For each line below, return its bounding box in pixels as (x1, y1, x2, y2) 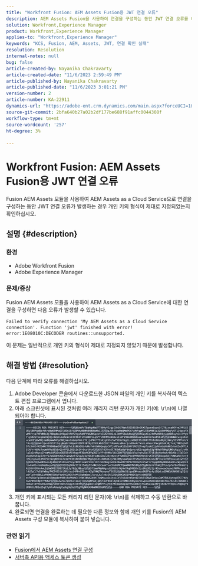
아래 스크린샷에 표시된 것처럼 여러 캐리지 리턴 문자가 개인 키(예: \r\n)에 (14, 405, 177, 412)
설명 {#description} (6, 229, 78, 239)
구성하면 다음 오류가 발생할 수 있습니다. (16, 306, 107, 313)
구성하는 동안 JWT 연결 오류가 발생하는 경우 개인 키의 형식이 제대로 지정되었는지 (6, 203, 190, 210)
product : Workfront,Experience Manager (6, 28, 104, 34)
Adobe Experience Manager (14, 268, 83, 275)
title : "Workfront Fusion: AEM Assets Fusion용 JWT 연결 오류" (6, 9, 159, 15)
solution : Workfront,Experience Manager (6, 22, 107, 28)
